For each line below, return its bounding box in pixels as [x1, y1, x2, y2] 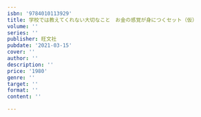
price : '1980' [7, 67, 48, 74]
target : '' [7, 81, 39, 87]
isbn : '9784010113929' [7, 10, 72, 17]
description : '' [7, 61, 54, 68]
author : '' [7, 55, 39, 62]
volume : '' [7, 23, 39, 30]
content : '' [7, 94, 41, 100]
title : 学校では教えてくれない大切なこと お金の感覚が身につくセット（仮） [7, 17, 198, 23]
